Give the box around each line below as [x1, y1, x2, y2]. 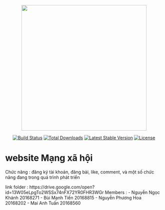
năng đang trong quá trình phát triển [5, 174, 80, 180]
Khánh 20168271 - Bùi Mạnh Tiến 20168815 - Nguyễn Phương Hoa [5, 194, 141, 200]
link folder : [5, 184, 28, 190]
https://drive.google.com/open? [29, 184, 95, 190]
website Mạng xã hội [5, 152, 93, 164]
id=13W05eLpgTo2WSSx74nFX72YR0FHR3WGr [5, 189, 104, 195]
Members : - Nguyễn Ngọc [104, 189, 160, 195]
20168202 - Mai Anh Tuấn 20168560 [5, 200, 81, 206]
